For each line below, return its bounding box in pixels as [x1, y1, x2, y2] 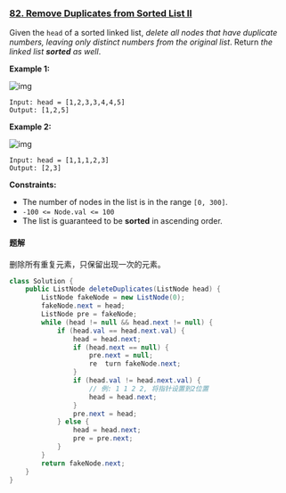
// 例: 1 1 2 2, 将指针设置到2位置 [88, 384, 209, 393]
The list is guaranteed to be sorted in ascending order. [21, 216, 223, 226]
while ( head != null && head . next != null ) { [41, 317, 214, 327]
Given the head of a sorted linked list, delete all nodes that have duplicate [9, 28, 278, 38]
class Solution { [9, 276, 74, 285]
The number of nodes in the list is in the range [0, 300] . [21, 197, 229, 208]
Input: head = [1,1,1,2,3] [9, 156, 110, 165]
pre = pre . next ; [72, 434, 134, 443]
